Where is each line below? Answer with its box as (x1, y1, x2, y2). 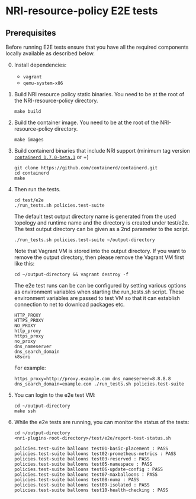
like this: (14, 260, 35, 267)
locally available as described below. (5, 50, 95, 57)
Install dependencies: (14, 61, 67, 68)
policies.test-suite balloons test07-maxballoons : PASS (14, 472, 158, 478)
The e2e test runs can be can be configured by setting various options (14, 282, 187, 289)
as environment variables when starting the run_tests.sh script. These (14, 288, 185, 295)
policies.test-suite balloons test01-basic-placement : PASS (14, 446, 169, 451)
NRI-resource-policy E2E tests (5, 4, 158, 18)
